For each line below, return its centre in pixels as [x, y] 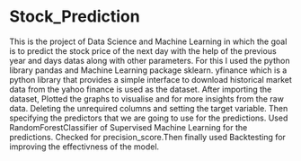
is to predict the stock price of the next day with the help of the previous [143, 50]
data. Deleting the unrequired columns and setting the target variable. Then [149, 108]
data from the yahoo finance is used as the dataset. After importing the [141, 89]
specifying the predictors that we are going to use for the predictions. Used [149, 118]
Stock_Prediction [75, 17]
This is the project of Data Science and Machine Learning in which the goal [148, 41]
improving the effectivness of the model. [84, 147]
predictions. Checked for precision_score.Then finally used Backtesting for [147, 137]
